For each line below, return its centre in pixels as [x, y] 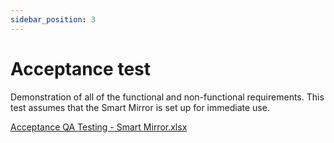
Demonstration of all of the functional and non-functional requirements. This [167, 97]
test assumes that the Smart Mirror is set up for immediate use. [140, 107]
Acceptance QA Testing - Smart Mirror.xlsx [99, 127]
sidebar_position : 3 [53, 19]
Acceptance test [80, 68]
